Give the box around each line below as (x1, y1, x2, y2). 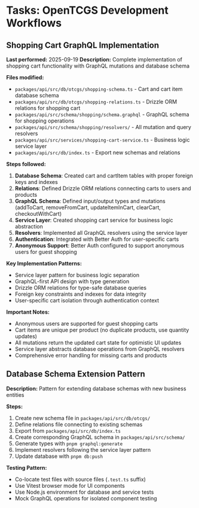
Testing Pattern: (6, 464, 47, 471)
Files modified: (6, 74, 44, 81)
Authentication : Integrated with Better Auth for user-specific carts (14, 235, 179, 243)
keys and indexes (14, 179, 58, 185)
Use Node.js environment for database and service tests (14, 488, 154, 495)
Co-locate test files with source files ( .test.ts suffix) (14, 476, 146, 483)
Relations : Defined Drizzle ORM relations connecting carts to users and (14, 185, 191, 192)
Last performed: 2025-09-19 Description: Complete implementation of (6, 56, 183, 63)
